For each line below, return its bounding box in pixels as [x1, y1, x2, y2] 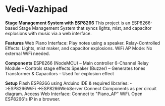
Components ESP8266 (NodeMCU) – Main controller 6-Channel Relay [5, 60, 149, 66]
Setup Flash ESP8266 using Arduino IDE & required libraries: [5, 80, 129, 86]
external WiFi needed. [5, 51, 51, 56]
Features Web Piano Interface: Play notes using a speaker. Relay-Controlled [5, 40, 160, 46]
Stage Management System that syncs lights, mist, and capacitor [19, 25, 152, 31]
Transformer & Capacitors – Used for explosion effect [5, 70, 114, 76]
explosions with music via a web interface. [5, 30, 92, 36]
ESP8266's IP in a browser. [5, 96, 60, 102]
